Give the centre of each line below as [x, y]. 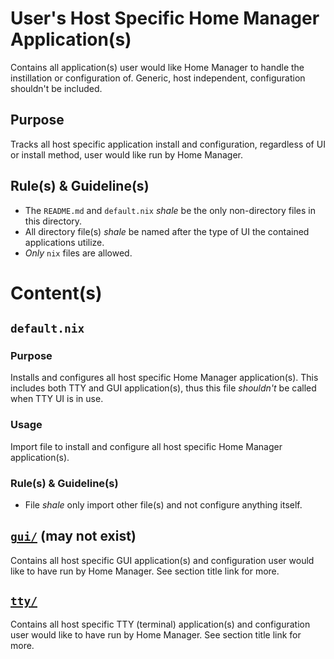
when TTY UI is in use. [57, 399]
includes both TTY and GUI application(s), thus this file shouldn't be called [163, 388]
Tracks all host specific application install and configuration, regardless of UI [168, 144]
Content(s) [56, 293]
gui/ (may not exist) [73, 536]
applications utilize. [64, 242]
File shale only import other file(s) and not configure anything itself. [163, 505]
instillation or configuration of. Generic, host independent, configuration [158, 78]
